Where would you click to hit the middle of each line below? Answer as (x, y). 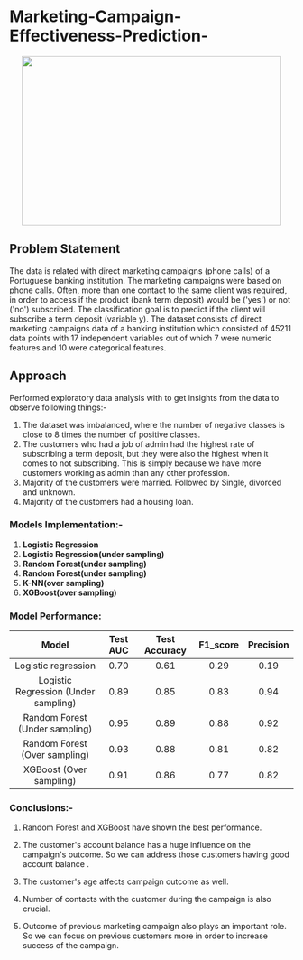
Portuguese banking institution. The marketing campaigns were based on (146, 280)
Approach (38, 376)
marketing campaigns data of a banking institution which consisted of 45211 (150, 328)
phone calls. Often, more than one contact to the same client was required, (148, 290)
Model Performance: (55, 616)
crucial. (37, 909)
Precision (268, 645)
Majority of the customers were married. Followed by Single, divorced (152, 482)
